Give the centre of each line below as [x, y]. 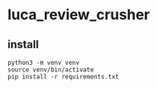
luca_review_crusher [79, 15]
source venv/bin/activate [51, 70]
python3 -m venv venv [44, 63]
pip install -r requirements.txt [63, 77]
